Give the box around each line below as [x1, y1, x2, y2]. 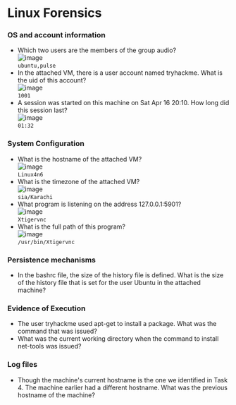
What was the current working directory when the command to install [17, 334, 219, 343]
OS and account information [7, 30, 106, 40]
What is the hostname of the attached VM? [17, 155, 142, 163]
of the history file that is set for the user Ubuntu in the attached [17, 279, 201, 287]
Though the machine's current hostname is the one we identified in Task [17, 375, 228, 384]
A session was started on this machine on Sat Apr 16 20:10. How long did [17, 99, 230, 107]
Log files [7, 360, 37, 370]
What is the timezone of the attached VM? [17, 177, 140, 186]
